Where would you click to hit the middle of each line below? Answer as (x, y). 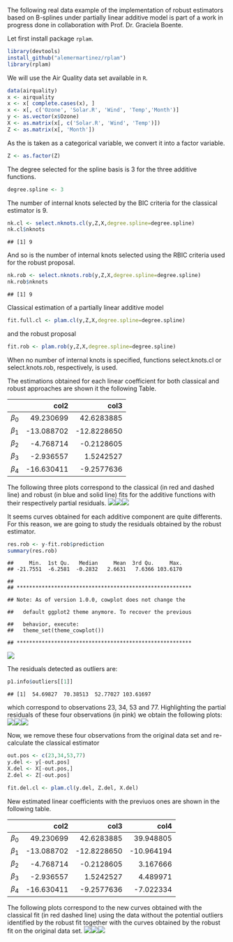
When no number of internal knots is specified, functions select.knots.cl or (114, 360)
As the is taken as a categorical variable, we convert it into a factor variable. (116, 143)
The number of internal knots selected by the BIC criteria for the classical (112, 203)
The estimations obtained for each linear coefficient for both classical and (113, 381)
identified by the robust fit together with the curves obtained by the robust (114, 922)
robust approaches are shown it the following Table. (82, 388)
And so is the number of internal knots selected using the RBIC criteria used (116, 255)
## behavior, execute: (43, 625)
